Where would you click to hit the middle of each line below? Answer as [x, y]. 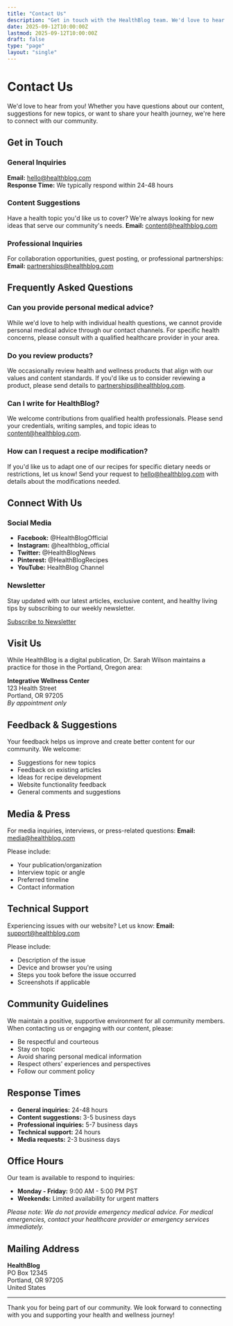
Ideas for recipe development [59, 777]
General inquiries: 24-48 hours [62, 1110]
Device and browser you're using [64, 967]
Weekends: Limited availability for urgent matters [88, 1199]
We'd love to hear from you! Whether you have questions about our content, [116, 106]
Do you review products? [50, 355]
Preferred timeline [43, 880]
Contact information [46, 887]
